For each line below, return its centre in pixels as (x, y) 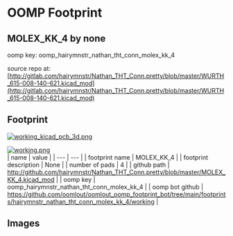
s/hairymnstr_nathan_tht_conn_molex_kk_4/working (81, 201)
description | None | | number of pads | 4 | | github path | (88, 165)
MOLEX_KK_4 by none (57, 39)
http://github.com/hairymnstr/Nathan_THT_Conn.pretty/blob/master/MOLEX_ (116, 172)
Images (24, 224)
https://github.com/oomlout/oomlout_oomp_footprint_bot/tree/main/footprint (116, 194)
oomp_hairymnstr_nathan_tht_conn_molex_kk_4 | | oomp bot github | (105, 187)
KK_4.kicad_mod (31, 179)
